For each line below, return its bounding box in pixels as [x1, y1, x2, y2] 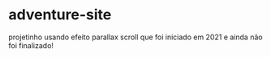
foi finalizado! [8, 40, 54, 50]
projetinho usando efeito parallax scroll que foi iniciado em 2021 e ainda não [8, 32, 263, 42]
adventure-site [8, 6, 112, 24]
